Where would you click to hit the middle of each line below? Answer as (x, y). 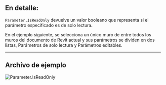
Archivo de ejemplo (36, 65)
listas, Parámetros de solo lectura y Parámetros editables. (64, 45)
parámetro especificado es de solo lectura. (49, 25)
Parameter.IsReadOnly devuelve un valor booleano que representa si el (77, 20)
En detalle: (22, 8)
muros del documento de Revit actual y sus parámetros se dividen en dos (80, 40)
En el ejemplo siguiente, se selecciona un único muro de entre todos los (78, 34)
